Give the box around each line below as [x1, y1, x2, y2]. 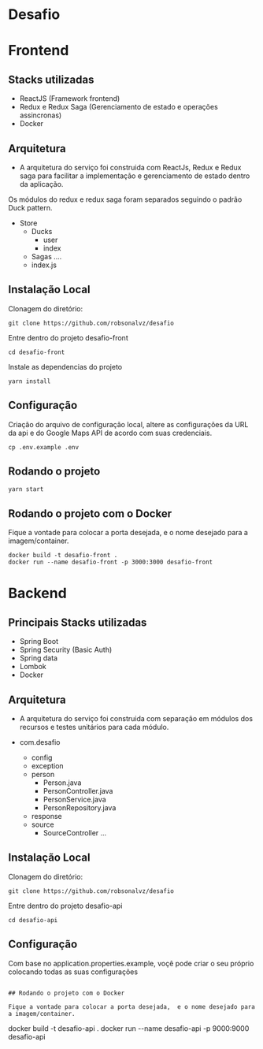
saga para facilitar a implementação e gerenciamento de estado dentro [19, 171, 250, 180]
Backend [8, 585, 67, 602]
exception [31, 761, 65, 771]
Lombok [19, 662, 47, 671]
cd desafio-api [8, 916, 58, 924]
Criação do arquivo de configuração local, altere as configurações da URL [8, 419, 249, 429]
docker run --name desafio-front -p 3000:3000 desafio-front [8, 558, 213, 567]
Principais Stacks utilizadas [8, 616, 147, 629]
